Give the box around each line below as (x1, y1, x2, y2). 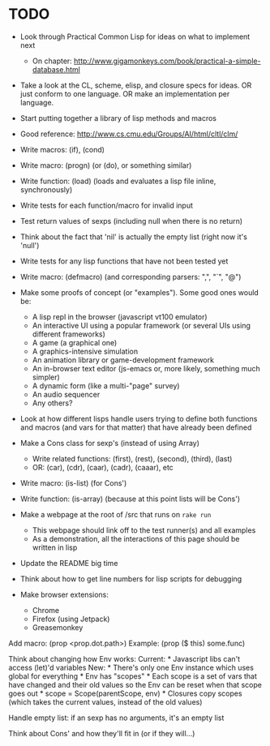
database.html (32, 64, 81, 74)
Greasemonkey (32, 622, 84, 632)
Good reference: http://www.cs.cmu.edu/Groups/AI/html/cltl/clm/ (19, 129, 238, 139)
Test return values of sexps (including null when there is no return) (19, 216, 243, 225)
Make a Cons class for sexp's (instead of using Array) (19, 438, 200, 448)
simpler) (32, 372, 61, 382)
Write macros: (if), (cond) (19, 144, 105, 154)
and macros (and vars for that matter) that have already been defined (19, 422, 252, 432)
